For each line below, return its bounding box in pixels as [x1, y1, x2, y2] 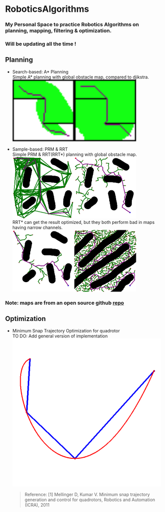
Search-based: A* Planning [12, 69, 69, 74]
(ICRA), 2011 [24, 502, 50, 508]
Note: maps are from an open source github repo [5, 299, 124, 306]
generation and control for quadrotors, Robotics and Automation [24, 497, 156, 503]
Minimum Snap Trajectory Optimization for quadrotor [12, 328, 120, 333]
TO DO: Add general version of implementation [12, 333, 108, 339]
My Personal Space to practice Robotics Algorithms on [5, 21, 139, 28]
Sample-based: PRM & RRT [12, 146, 68, 152]
